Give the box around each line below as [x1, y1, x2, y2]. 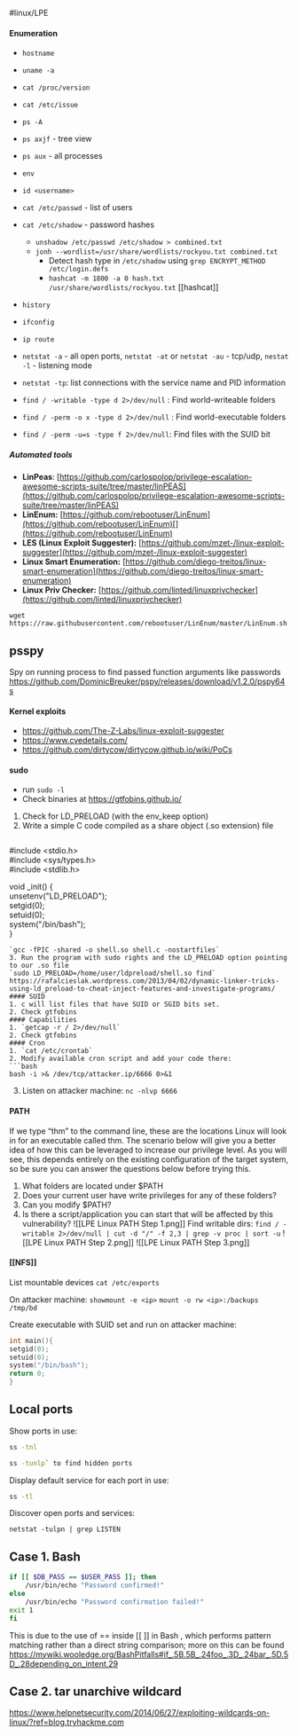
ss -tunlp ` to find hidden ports [9, 1458, 133, 1467]
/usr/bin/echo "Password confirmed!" [25, 1581, 165, 1591]
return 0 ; [9, 1370, 46, 1379]
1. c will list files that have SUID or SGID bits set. [9, 1000, 220, 1009]
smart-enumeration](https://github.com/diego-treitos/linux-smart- [21, 566, 264, 577]
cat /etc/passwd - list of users [21, 202, 133, 213]
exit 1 [9, 1606, 34, 1614]
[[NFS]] [9, 1257, 37, 1268]
